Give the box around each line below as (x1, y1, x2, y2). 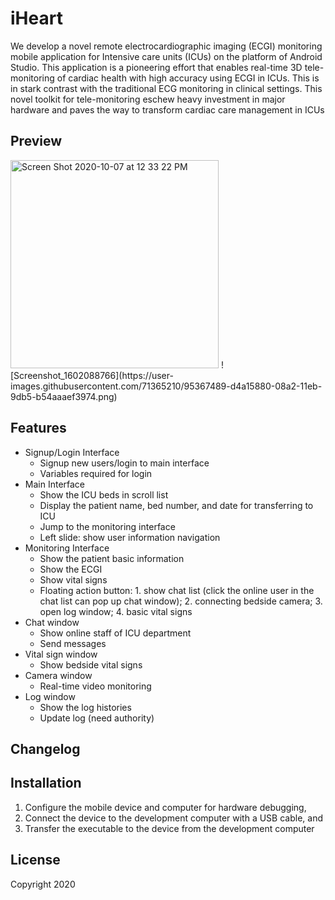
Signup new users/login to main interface (39, 457, 210, 469)
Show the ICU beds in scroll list (39, 488, 169, 501)
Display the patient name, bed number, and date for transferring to (39, 499, 314, 511)
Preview (10, 133, 63, 150)
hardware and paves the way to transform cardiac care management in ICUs (10, 103, 325, 116)
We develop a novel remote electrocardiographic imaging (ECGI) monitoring (10, 40, 323, 52)
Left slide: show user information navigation (39, 531, 221, 543)
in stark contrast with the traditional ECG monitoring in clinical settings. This (10, 82, 323, 94)
